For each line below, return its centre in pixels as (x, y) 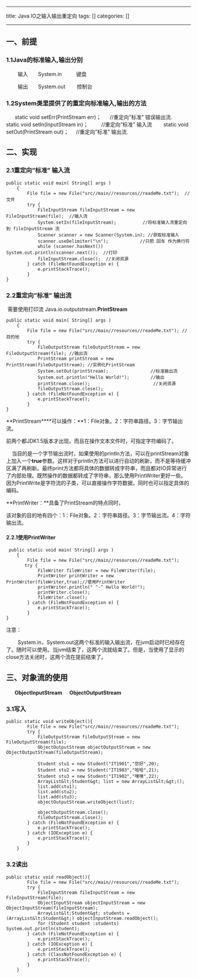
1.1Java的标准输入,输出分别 (45, 60)
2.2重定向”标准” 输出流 (39, 295)
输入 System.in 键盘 (52, 74)
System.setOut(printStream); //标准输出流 (107, 371)
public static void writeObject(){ (50, 722)
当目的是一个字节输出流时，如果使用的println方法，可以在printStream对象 (100, 453)
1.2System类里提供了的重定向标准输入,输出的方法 (76, 103)
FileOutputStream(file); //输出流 (47, 353)
